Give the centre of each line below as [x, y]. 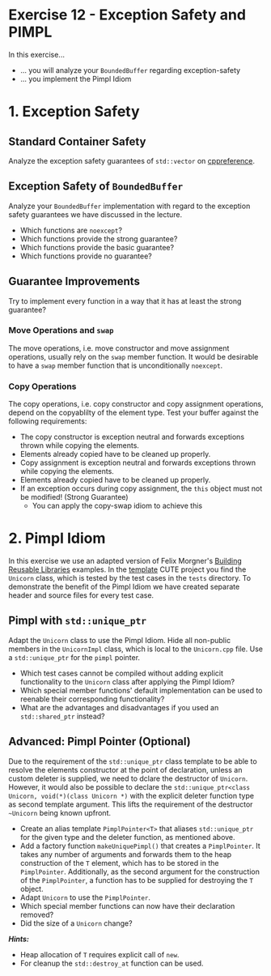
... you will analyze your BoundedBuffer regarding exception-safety [130, 70]
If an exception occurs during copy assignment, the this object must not [141, 488]
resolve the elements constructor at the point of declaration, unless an [125, 769]
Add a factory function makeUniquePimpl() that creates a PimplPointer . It [140, 846]
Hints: [19, 939]
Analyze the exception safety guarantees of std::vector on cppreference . [132, 160]
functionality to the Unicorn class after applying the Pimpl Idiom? [127, 681]
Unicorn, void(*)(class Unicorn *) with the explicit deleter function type [131, 795]
